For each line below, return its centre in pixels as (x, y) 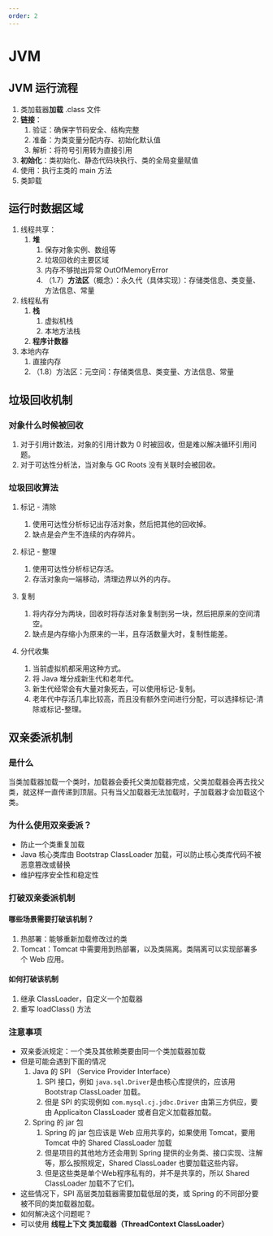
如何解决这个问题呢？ (56, 1214)
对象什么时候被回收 (46, 425)
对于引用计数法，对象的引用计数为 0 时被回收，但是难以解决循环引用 (135, 445)
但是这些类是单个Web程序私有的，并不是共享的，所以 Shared (147, 1173)
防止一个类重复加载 (52, 844)
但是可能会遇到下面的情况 (63, 1061)
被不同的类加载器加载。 (59, 1203)
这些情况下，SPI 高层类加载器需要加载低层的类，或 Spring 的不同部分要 (139, 1194)
